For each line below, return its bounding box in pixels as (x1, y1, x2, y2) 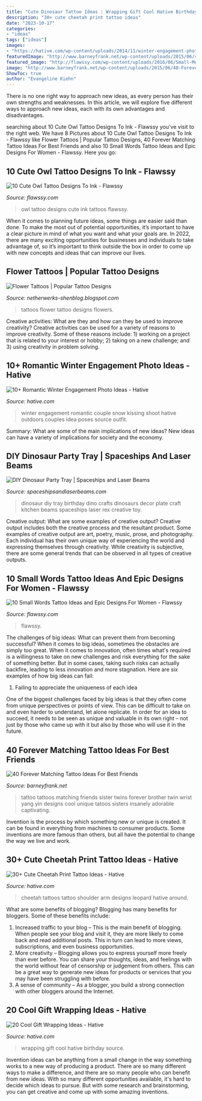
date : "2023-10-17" (6, 20, 55, 26)
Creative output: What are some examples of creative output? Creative (6, 518, 181, 525)
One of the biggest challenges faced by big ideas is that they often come (6, 695, 186, 703)
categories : (6, 25, 36, 32)
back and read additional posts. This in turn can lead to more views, (14, 936, 183, 943)
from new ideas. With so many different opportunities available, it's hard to (6, 1075, 191, 1082)
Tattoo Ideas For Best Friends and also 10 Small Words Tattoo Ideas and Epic (6, 143, 196, 150)
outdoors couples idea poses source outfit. (20, 416, 128, 423)
